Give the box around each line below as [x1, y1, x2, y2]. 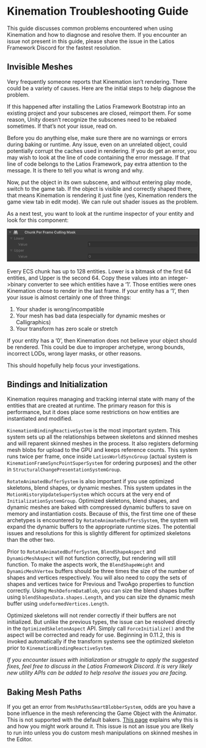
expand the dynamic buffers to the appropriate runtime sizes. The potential [7, 523, 196, 530]
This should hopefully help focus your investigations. [7, 361, 140, 369]
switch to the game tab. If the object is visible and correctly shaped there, [7, 185, 193, 192]
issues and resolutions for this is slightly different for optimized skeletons [7, 530, 191, 537]
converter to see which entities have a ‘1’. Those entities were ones [28, 280, 196, 288]
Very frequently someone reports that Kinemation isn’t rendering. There [7, 78, 188, 85]
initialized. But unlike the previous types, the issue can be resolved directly [7, 618, 195, 626]
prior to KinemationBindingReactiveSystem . [7, 644, 114, 652]
